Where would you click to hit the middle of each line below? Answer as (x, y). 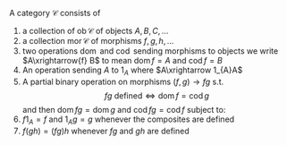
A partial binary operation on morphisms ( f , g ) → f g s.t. (123, 81)
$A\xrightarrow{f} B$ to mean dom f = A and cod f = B (122, 60)
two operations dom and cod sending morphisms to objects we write (150, 51)
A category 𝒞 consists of (55, 13)
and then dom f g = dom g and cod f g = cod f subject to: (124, 109)
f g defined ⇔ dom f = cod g (157, 95)
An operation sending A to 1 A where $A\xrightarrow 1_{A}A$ (132, 71)
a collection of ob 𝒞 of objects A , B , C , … (95, 31)
